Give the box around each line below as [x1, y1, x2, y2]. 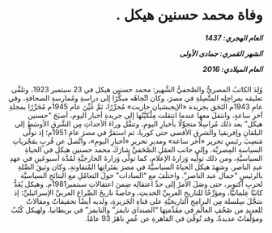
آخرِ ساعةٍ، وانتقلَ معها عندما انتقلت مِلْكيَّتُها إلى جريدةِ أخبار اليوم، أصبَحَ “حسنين [27, 111, 263, 121]
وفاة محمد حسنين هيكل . [115, 6, 263, 24]
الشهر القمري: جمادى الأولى [179, 49, 263, 58]
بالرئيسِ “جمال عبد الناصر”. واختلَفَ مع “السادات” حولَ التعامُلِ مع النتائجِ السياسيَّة [20, 171, 263, 180]
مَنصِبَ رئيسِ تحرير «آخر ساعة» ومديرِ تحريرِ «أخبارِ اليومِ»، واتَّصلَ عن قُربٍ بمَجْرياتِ [12, 136, 263, 146]
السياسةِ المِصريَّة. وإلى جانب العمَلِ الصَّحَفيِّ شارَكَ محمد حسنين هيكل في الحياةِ [24, 145, 263, 155]
